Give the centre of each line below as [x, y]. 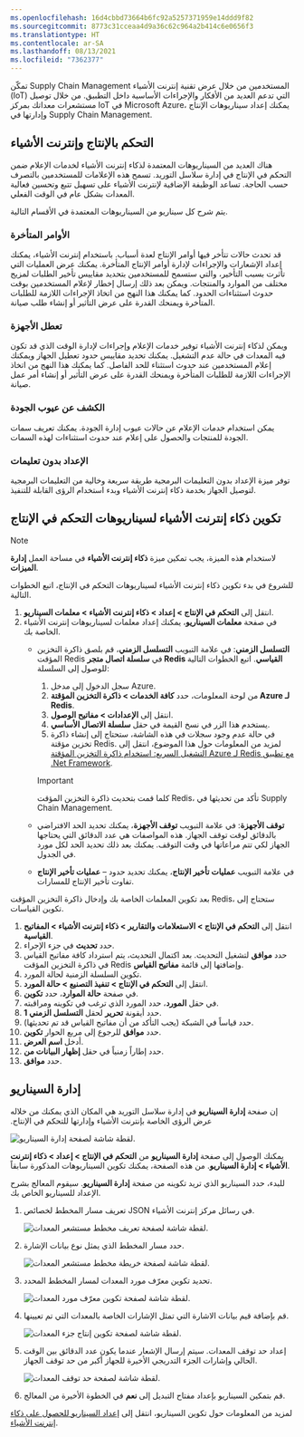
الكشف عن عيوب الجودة [57, 408]
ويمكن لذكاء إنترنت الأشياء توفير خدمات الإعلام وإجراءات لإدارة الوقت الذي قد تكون [149, 346]
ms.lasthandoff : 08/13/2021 [63, 52]
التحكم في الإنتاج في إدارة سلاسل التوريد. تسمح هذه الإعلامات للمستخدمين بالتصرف [151, 174]
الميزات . [24, 567]
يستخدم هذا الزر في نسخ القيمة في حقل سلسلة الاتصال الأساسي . [160, 724]
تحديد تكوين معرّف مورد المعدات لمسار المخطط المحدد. [118, 1280]
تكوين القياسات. [37, 908]
